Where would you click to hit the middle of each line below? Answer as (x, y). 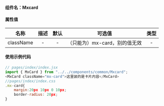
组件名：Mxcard (22, 7)
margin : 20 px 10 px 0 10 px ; (40, 90)
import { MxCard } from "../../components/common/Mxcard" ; (67, 72)
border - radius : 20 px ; (36, 95)
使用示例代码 (18, 57)
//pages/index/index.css (30, 81)
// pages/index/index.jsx (31, 68)
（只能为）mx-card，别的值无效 (105, 43)
